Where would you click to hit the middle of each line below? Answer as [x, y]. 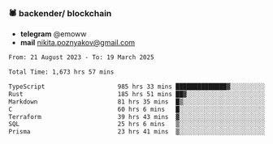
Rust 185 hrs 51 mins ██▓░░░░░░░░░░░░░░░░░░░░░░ [138, 94]
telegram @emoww [53, 34]
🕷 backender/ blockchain [60, 13]
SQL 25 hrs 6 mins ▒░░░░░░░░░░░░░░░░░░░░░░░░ [138, 125]
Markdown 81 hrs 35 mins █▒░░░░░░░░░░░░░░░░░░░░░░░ [138, 102]
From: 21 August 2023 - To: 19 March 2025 [81, 57]
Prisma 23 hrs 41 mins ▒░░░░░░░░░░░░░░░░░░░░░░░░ [138, 132]
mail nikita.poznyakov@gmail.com [78, 43]
